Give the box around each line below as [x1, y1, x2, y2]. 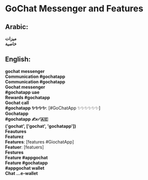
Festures [5, 149, 24, 155]
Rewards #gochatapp [5, 94, 50, 100]
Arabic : [5, 23, 29, 31]
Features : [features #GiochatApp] [5, 139, 74, 144]
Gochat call [5, 100, 29, 106]
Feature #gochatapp [5, 160, 48, 166]
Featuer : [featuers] [5, 144, 44, 150]
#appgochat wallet [5, 165, 44, 171]
